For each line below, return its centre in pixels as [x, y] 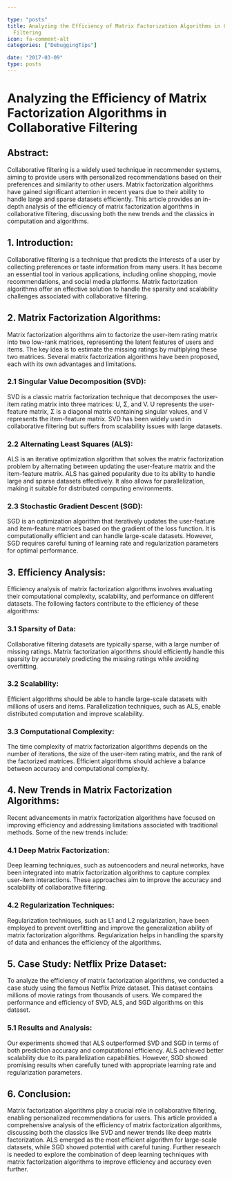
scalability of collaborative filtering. [57, 888]
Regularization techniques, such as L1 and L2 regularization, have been [108, 920]
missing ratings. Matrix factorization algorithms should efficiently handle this [116, 651]
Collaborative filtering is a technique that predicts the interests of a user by [114, 259]
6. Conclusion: [39, 1094]
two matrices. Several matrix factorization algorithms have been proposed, [113, 356]
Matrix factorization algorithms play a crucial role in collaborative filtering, [112, 1111]
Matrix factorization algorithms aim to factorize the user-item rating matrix [113, 334]
